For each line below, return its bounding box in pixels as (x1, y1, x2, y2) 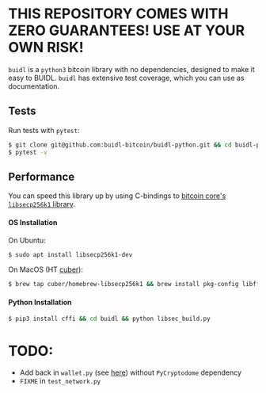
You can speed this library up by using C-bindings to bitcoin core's (8, 191, 226, 200)
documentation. (8, 81, 60, 91)
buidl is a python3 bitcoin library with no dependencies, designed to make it (8, 64, 255, 74)
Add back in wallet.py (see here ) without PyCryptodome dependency (19, 368, 242, 377)
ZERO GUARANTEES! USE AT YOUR (8, 21, 245, 40)
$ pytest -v (8, 148, 47, 156)
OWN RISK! (8, 39, 85, 56)
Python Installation (8, 297, 72, 307)
